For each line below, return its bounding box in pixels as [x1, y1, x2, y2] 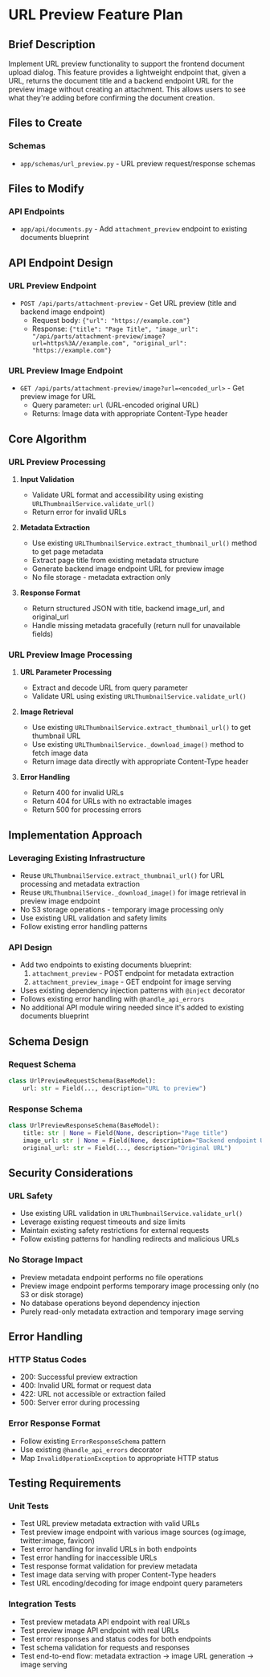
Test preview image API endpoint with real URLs [19, 1625, 179, 1635]
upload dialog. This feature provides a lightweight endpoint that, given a [8, 67, 247, 77]
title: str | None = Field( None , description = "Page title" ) [22, 1128, 228, 1137]
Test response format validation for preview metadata [19, 1561, 198, 1571]
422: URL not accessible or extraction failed [19, 1389, 166, 1399]
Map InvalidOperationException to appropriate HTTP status [19, 1453, 219, 1463]
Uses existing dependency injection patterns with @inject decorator [19, 985, 246, 995]
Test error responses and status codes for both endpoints [19, 1634, 211, 1643]
